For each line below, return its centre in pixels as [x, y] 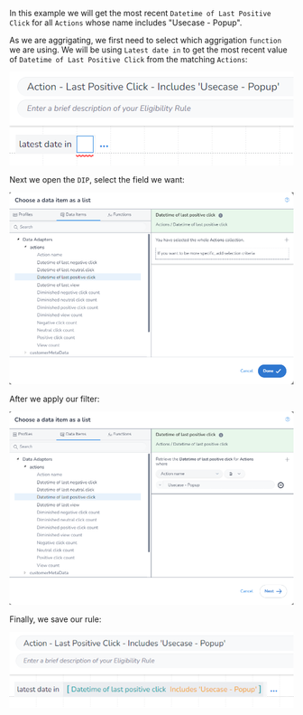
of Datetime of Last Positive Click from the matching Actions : [129, 59]
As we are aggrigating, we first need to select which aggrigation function [146, 40]
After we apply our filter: [55, 399]
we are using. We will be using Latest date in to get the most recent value [148, 50]
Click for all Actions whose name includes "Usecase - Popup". [126, 23]
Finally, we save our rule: [55, 619]
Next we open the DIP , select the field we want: [97, 179]
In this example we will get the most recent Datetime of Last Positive [141, 13]
